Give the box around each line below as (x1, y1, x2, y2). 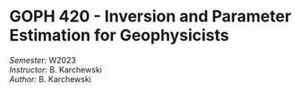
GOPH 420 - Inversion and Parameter (9, 6, 292, 27)
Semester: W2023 (9, 54, 76, 65)
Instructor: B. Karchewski (9, 64, 103, 75)
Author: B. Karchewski (9, 73, 92, 84)
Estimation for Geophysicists (9, 25, 230, 46)
